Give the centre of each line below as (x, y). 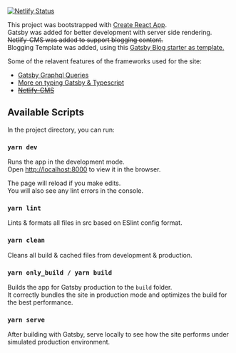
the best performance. (40, 302)
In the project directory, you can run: (61, 130)
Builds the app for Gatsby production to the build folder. (90, 287)
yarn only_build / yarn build (60, 273)
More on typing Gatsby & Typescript (71, 83)
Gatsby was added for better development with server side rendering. (110, 32)
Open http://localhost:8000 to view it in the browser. (84, 169)
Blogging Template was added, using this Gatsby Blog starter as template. (116, 47)
